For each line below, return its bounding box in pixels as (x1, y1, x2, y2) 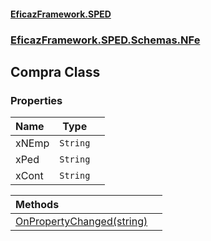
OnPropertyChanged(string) (15, 215, 148, 229)
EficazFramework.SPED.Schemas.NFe (10, 33, 201, 47)
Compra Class (10, 63, 101, 80)
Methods (15, 198, 60, 212)
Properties (10, 93, 63, 107)
